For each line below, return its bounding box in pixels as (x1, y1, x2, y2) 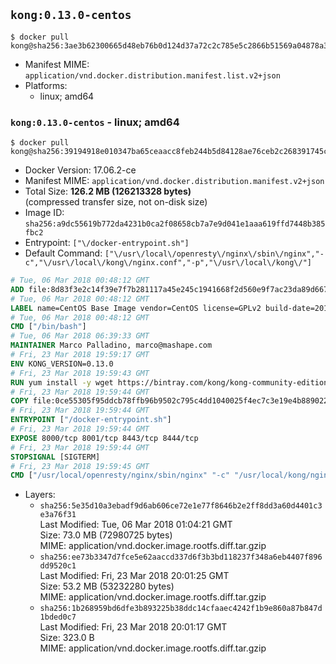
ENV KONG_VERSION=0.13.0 (10, 359, 114, 369)
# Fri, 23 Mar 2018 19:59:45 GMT (10, 461, 150, 471)
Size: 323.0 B (39, 632, 95, 644)
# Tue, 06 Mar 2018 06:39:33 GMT (10, 331, 150, 341)
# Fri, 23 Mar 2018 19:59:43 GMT (10, 368, 150, 378)
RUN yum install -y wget (10, 377, 114, 388)
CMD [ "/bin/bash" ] (10, 322, 87, 332)
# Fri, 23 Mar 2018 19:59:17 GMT (10, 350, 150, 360)
